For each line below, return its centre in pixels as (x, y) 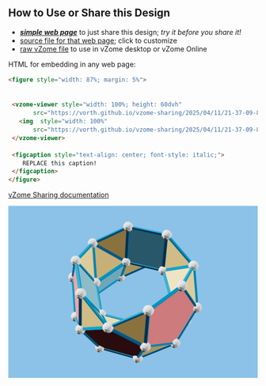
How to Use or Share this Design (89, 13)
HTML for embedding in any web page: (72, 64)
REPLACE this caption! (60, 163)
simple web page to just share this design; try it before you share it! (130, 32)
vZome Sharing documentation (59, 195)
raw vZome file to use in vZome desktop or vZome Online (113, 49)
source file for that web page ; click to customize (99, 40)
